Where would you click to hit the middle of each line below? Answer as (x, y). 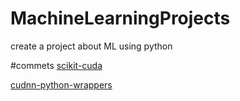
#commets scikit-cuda (56, 65)
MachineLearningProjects (120, 18)
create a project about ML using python (91, 46)
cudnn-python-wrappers (61, 84)
